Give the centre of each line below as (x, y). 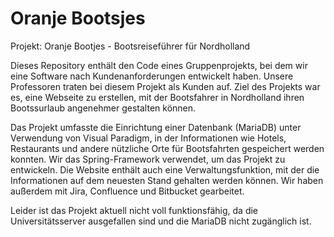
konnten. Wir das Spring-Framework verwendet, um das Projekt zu (148, 159)
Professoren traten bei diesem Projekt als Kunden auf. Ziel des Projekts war (165, 86)
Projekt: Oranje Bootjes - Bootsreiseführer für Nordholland (130, 46)
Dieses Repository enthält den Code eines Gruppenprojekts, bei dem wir (159, 65)
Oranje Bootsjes (78, 18)
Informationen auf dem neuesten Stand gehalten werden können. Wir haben (167, 180)
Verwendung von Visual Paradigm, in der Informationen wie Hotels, (148, 138)
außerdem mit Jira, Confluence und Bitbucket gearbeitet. (127, 191)
